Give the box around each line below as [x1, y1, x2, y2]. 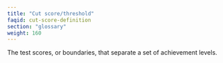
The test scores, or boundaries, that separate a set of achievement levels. [7, 48, 217, 57]
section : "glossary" [7, 23, 67, 30]
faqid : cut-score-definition [7, 17, 91, 24]
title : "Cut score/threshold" [7, 10, 95, 17]
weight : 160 [7, 29, 42, 37]
